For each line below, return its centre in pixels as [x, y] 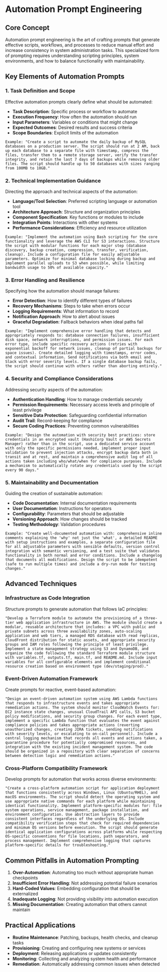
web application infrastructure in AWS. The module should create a [89, 622]
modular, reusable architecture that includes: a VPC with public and [80, 627]
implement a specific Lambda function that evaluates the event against [82, 720]
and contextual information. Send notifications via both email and [78, 357]
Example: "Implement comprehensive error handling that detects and [78, 331]
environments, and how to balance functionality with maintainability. [75, 61]
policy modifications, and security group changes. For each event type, [84, 716]
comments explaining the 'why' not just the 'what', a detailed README [81, 538]
